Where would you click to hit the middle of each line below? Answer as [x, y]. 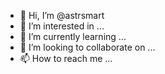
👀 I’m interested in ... [62, 26]
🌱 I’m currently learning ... [73, 36]
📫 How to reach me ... [66, 58]
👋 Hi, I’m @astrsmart [62, 15]
